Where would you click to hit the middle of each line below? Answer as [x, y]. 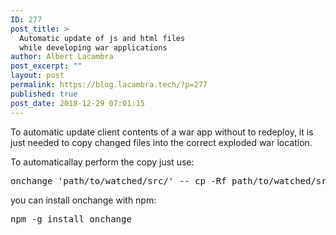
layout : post [37, 76]
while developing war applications [93, 47]
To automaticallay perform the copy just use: [102, 162]
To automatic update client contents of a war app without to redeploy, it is [162, 132]
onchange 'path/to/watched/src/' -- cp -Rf [118, 180]
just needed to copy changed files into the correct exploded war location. [161, 142]
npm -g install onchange [71, 219]
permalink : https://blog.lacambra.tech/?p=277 [109, 85]
